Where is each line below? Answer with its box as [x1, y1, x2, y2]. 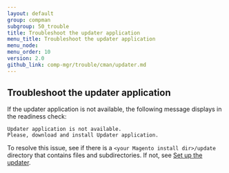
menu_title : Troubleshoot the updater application [7, 36, 156, 43]
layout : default [7, 10, 54, 17]
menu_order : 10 [7, 49, 51, 56]
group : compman [7, 17, 51, 23]
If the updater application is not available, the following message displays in [7, 105, 222, 114]
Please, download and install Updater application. [7, 132, 159, 139]
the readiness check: [7, 112, 67, 121]
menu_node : [7, 42, 39, 49]
